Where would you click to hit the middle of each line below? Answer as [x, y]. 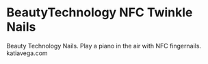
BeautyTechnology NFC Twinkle [100, 13]
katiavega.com [27, 53]
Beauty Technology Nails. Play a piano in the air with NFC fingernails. [104, 46]
